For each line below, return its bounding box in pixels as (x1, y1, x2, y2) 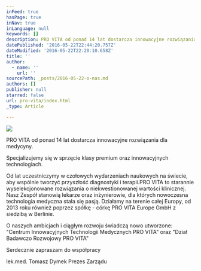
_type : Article (6, 103, 44, 109)
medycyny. (6, 142, 33, 150)
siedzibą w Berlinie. (6, 210, 54, 217)
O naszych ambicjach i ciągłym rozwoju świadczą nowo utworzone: (6, 222, 173, 229)
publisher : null (6, 87, 47, 93)
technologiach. (6, 160, 43, 168)
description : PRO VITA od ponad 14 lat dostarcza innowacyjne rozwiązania (6, 36, 197, 42)
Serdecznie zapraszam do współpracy (6, 246, 101, 253)
